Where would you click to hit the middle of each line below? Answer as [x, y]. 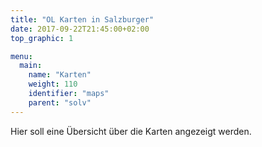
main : [31, 66]
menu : [21, 56]
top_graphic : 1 [42, 38]
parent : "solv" [60, 102]
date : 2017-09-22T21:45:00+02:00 [80, 29]
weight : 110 [53, 84]
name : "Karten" [60, 75]
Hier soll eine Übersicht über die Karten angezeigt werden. [131, 131]
